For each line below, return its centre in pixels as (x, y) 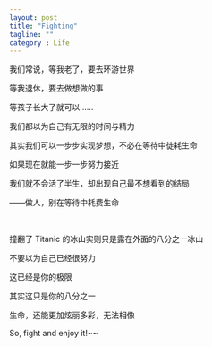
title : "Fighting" (43, 26)
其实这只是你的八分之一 (52, 296)
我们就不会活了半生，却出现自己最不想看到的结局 (99, 184)
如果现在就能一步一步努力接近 (64, 165)
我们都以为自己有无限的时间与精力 (72, 126)
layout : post (34, 17)
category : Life (39, 43)
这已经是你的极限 (41, 277)
